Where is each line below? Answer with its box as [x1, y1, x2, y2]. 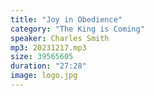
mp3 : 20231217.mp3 [10, 42, 87, 53]
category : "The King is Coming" [10, 24, 145, 34]
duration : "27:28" [10, 61, 87, 71]
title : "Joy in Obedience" [10, 14, 123, 25]
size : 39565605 [10, 52, 74, 62]
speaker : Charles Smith [10, 33, 110, 43]
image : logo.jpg [10, 71, 78, 81]
